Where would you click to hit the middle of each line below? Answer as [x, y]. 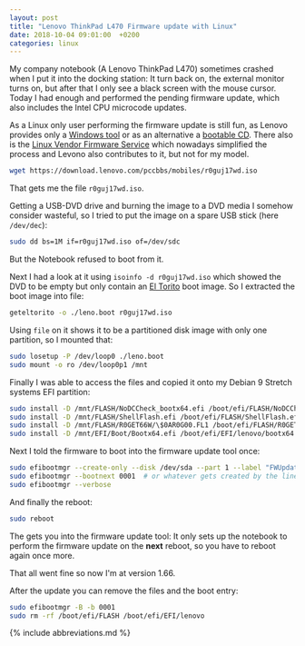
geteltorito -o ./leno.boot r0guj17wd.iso [91, 313]
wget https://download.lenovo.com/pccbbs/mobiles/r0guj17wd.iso [133, 171]
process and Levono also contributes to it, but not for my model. [129, 154]
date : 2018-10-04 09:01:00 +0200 [75, 35]
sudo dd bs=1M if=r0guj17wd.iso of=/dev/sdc [95, 242]
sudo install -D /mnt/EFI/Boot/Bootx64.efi [93, 434]
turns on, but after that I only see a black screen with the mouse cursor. [143, 88]
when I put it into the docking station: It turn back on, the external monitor [147, 79]
